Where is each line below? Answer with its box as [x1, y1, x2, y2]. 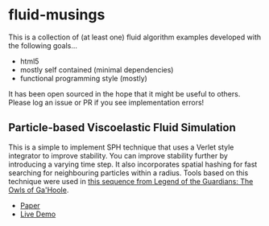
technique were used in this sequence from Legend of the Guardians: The [8, 176, 254, 186]
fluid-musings [8, 6, 106, 24]
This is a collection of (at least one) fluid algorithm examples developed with [8, 32, 262, 42]
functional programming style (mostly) [19, 73, 147, 83]
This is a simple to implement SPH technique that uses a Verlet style [8, 142, 234, 152]
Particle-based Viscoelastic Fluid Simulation [8, 121, 236, 134]
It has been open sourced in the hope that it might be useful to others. [8, 88, 241, 98]
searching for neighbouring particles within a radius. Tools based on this [8, 167, 249, 178]
